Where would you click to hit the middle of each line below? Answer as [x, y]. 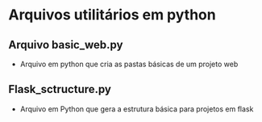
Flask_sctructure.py [60, 89]
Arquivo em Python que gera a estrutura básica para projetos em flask [137, 109]
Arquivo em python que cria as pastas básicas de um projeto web [129, 64]
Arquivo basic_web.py [66, 45]
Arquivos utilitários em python [112, 15]
